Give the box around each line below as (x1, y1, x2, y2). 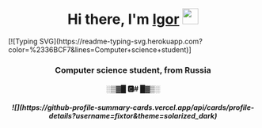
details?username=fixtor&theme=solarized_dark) (48, 111, 218, 121)
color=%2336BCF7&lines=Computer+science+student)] (8, 44, 192, 55)
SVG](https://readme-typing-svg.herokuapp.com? (39, 36, 203, 46)
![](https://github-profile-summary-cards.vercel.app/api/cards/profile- (11, 103, 255, 112)
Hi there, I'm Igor (66, 10, 180, 28)
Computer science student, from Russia (55, 64, 211, 75)
